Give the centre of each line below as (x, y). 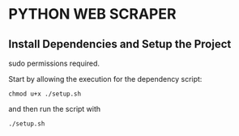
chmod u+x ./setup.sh (45, 94)
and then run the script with (55, 109)
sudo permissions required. (54, 63)
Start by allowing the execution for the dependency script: (105, 79)
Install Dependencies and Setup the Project (120, 44)
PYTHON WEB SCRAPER (92, 14)
